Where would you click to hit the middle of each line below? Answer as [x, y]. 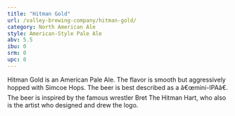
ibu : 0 [17, 46]
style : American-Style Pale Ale [55, 33]
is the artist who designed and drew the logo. [73, 105]
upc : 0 [17, 60]
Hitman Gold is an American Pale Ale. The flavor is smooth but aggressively [117, 79]
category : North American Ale [52, 27]
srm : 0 [17, 53]
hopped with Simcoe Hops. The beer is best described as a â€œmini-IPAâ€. [118, 87]
